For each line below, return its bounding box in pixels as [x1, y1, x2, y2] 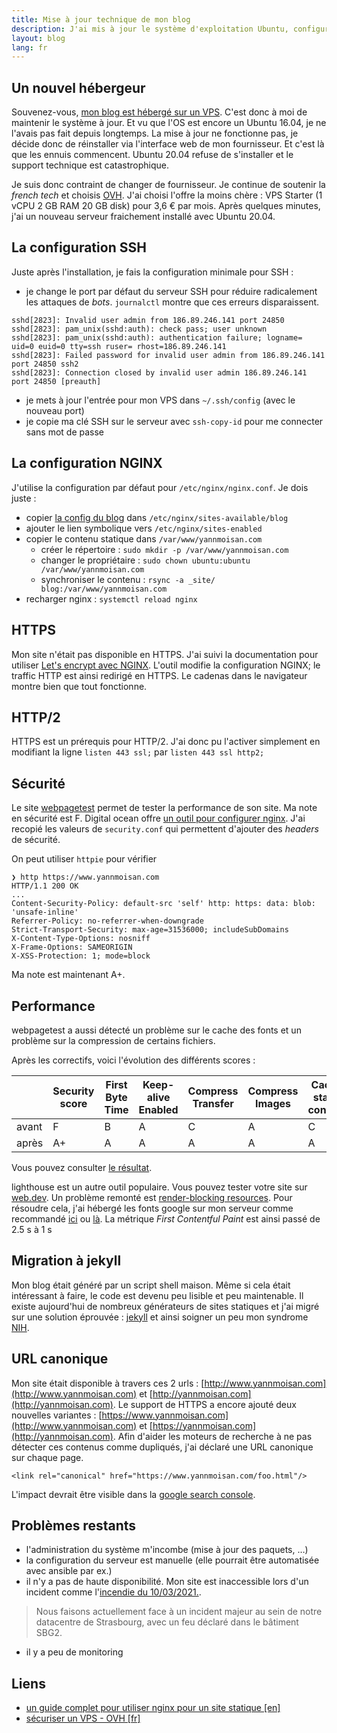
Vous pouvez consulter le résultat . [11, 1161, 153, 1173]
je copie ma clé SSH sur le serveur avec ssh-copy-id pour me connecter [25, 415, 324, 427]
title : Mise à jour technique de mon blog [11, 14, 191, 25]
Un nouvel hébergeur [11, 79, 146, 96]
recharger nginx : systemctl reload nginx [25, 592, 198, 605]
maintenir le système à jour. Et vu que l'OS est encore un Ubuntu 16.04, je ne [11, 117, 327, 129]
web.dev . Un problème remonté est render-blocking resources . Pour [11, 1191, 293, 1203]
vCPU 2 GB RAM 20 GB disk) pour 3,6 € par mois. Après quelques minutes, [11, 200, 321, 212]
